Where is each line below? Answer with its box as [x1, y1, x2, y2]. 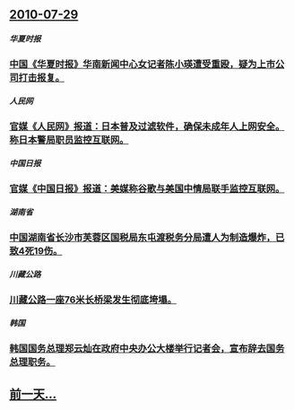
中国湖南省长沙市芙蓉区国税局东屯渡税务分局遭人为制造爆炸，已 [9, 231, 285, 244]
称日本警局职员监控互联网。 [9, 134, 129, 146]
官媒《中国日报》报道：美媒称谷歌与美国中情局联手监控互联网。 [9, 183, 285, 196]
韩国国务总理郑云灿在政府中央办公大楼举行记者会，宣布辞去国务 [9, 343, 285, 355]
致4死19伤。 [9, 245, 63, 257]
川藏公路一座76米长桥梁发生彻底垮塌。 [9, 293, 177, 306]
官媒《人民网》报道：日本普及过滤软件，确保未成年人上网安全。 [9, 120, 285, 133]
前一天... [9, 386, 57, 402]
